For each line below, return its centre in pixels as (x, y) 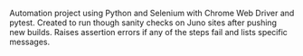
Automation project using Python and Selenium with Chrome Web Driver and (152, 13)
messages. (30, 42)
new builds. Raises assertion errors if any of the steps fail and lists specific (148, 32)
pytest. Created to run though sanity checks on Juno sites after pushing (143, 23)
